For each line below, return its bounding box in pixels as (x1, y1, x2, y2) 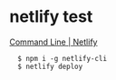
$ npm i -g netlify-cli (17, 54, 107, 63)
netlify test (9, 6, 93, 27)
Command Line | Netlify (9, 36, 98, 47)
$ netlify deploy (17, 62, 83, 71)
